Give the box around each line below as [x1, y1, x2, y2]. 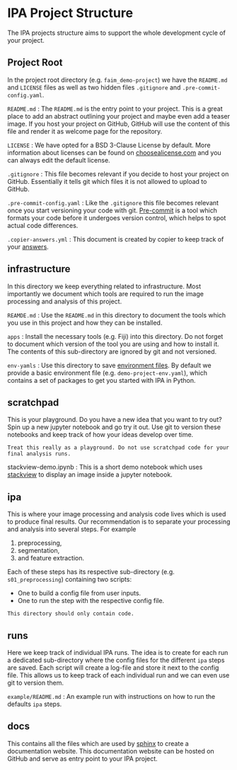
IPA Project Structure [7, 5, 133, 21]
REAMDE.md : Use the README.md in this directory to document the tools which [7, 310, 226, 319]
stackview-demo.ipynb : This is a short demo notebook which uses [7, 463, 203, 472]
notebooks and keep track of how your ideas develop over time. [7, 430, 194, 439]
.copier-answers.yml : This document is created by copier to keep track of [7, 234, 224, 243]
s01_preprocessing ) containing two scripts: [7, 575, 132, 584]
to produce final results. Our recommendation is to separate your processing [7, 517, 231, 526]
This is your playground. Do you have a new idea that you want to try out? [7, 416, 222, 424]
